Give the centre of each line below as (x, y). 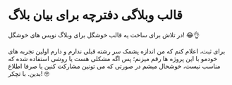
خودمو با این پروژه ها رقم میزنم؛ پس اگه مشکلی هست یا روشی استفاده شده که (113, 58)
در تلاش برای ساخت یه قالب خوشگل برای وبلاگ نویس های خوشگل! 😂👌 (104, 34)
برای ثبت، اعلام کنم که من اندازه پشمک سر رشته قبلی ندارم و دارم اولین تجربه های (117, 51)
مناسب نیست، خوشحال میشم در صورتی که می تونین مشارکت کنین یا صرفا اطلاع (114, 66)
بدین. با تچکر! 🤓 (29, 73)
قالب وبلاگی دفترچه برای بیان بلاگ (95, 15)
